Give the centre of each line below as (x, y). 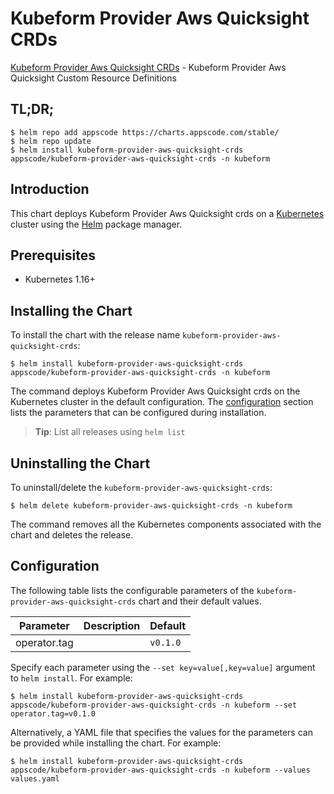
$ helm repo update (51, 141)
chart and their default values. (200, 601)
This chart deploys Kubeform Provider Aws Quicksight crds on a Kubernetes (167, 213)
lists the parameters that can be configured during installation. (138, 413)
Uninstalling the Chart (80, 463)
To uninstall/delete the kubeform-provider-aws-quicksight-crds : (141, 487)
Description (112, 625)
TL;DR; (32, 109)
